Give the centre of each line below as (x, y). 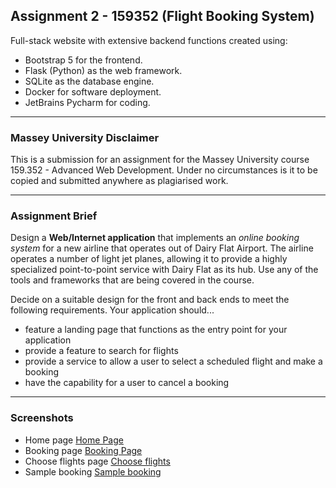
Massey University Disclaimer (85, 137)
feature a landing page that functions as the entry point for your (156, 330)
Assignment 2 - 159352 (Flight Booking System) (162, 16)
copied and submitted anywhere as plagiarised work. (119, 181)
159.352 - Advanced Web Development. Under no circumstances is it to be (164, 170)
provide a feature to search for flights (101, 351)
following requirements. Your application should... (112, 310)
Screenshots (42, 418)
